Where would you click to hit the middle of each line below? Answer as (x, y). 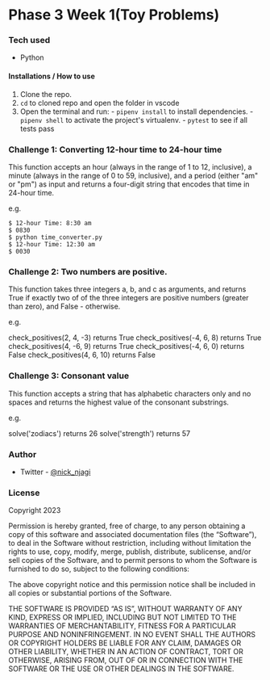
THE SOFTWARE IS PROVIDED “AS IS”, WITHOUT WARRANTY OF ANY (125, 609)
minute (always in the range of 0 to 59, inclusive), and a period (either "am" (133, 175)
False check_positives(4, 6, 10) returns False (82, 355)
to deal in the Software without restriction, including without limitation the (130, 544)
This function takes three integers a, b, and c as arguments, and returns (127, 289)
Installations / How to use (52, 76)
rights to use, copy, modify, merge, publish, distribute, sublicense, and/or (130, 552)
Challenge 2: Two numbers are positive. (88, 271)
